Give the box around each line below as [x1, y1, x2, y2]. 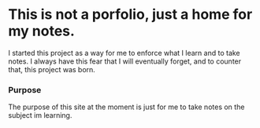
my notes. [8, 22, 75, 40]
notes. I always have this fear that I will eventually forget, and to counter [8, 57, 242, 66]
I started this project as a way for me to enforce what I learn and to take [8, 48, 240, 57]
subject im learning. [8, 111, 72, 120]
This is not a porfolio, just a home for [8, 5, 253, 24]
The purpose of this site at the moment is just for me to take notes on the [8, 102, 245, 112]
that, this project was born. [8, 64, 96, 74]
